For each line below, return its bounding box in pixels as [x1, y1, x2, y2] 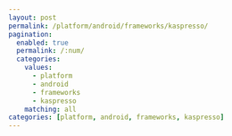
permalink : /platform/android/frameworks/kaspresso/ [8, 21, 209, 30]
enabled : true [16, 38, 69, 47]
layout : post [8, 13, 57, 22]
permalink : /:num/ [16, 47, 86, 55]
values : [24, 64, 53, 72]
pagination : [8, 30, 53, 38]
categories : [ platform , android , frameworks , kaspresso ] [8, 113, 225, 122]
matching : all [24, 105, 77, 114]
